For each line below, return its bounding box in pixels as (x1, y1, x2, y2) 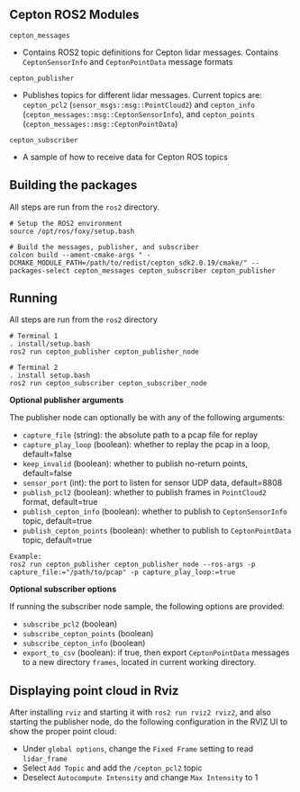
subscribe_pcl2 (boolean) (22, 618, 118, 629)
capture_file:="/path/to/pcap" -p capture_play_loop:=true (9, 568, 236, 577)
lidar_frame (22, 755, 68, 764)
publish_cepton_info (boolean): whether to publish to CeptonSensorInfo (22, 506, 288, 517)
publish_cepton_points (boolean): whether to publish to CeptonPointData (22, 526, 292, 536)
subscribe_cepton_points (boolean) (22, 628, 154, 639)
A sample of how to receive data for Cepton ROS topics (22, 151, 228, 162)
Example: (9, 553, 42, 562)
